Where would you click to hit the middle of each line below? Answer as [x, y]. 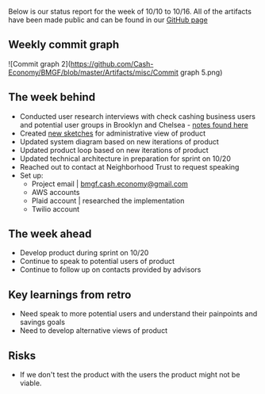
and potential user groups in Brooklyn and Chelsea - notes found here [134, 124]
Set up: [31, 175]
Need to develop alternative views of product [94, 331]
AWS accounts [56, 192]
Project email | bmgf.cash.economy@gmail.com [110, 184]
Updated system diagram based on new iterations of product [119, 141]
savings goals [42, 322]
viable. [31, 383]
